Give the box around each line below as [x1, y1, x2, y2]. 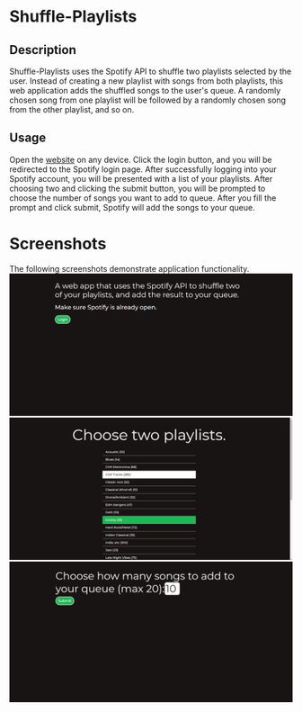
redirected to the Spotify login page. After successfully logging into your [9, 164, 277, 175]
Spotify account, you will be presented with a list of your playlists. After [9, 173, 273, 184]
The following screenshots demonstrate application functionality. [9, 263, 250, 274]
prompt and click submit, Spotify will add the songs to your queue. [9, 202, 255, 212]
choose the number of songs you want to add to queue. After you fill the [9, 192, 277, 203]
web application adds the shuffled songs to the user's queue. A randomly [9, 86, 281, 95]
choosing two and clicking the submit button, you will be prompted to [9, 183, 266, 194]
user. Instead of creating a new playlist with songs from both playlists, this [9, 76, 284, 86]
